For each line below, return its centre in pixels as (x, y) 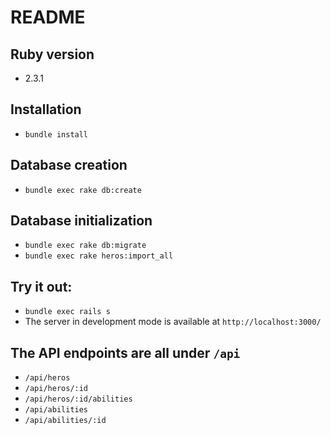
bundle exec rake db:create (83, 190)
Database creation (69, 165)
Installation (46, 109)
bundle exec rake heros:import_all (99, 256)
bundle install (56, 134)
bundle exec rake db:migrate (85, 246)
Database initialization (81, 221)
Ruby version (52, 54)
